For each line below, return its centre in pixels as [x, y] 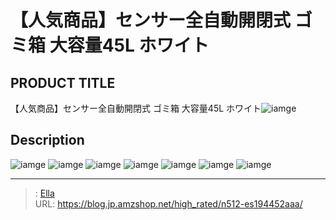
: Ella [44, 193]
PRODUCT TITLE [63, 82]
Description [47, 140]
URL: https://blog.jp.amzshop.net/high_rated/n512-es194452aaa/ [168, 203]
